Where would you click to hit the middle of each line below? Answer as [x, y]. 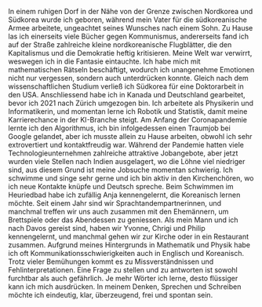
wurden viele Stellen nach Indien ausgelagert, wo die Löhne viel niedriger [127, 161]
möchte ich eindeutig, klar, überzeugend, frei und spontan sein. [111, 295]
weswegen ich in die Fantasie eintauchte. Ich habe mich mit [105, 61]
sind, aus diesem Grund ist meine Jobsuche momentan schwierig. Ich [121, 170]
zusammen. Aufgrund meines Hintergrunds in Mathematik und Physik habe [129, 245]
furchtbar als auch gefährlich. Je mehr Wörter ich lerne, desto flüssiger [123, 278]
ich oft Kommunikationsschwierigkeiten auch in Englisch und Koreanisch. [126, 253]
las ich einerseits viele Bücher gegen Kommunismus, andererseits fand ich [129, 36]
